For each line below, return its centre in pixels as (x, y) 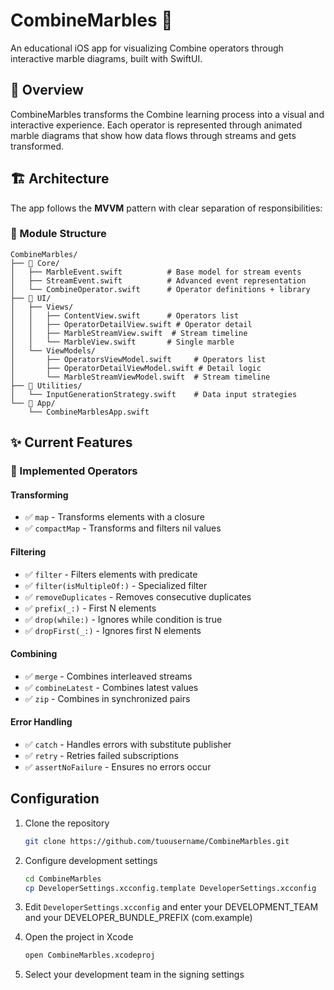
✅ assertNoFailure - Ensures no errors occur (118, 766)
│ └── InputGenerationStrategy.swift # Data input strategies (154, 394)
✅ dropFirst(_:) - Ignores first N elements (113, 630)
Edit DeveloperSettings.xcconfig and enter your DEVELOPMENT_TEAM (171, 907)
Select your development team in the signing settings (134, 975)
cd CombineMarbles (63, 879)
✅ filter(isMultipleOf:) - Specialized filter (116, 585)
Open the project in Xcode (79, 937)
